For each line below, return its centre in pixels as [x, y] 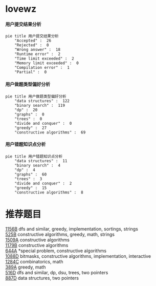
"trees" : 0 [28, 119]
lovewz [21, 9]
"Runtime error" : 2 [37, 54]
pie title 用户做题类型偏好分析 [36, 96]
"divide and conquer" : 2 [43, 183]
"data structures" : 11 [41, 161]
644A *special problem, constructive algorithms [56, 251]
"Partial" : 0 [31, 72]
